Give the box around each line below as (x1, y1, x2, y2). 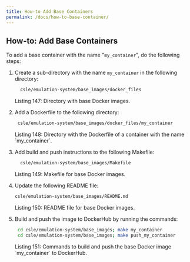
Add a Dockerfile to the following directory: (14, 109, 119, 116)
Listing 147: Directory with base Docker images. (14, 98, 131, 105)
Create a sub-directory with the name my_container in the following (14, 69, 178, 77)
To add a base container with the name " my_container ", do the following (6, 51, 180, 59)
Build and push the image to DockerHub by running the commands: (14, 215, 178, 223)
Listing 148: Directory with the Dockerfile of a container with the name (14, 131, 185, 138)
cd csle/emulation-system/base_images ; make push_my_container (17, 232, 176, 238)
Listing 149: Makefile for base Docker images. (14, 170, 126, 177)
